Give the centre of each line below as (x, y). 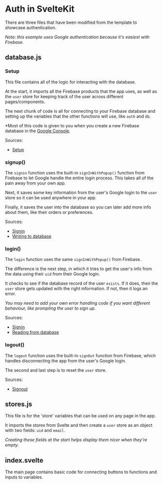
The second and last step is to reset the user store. (56, 370)
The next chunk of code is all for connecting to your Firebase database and (80, 111)
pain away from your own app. (36, 183)
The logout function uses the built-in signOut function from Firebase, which (81, 355)
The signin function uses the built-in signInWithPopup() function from (75, 173)
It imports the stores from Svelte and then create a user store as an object (79, 425)
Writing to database (32, 236)
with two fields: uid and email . (35, 431)
